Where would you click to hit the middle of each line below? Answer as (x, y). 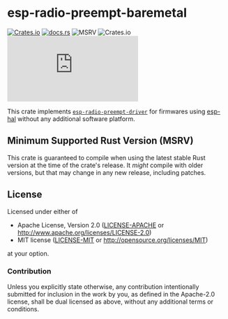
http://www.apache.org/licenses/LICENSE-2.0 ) (84, 232)
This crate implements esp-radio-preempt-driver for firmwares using (106, 111)
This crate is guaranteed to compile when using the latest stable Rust (106, 157)
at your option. (28, 253)
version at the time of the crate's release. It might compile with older (105, 165)
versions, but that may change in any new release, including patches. (107, 172)
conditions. (23, 309)
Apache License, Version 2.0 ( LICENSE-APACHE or (91, 225)
